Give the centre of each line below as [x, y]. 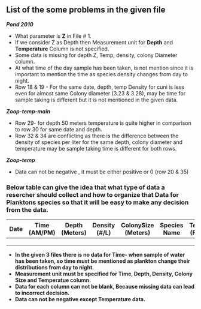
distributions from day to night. [54, 268]
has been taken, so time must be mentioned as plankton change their [102, 261]
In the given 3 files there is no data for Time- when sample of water [100, 255]
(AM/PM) [42, 233]
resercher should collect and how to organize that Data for [93, 194]
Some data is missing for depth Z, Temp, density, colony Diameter [96, 55]
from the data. [28, 209]
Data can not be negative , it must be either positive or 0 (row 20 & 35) [102, 172]
